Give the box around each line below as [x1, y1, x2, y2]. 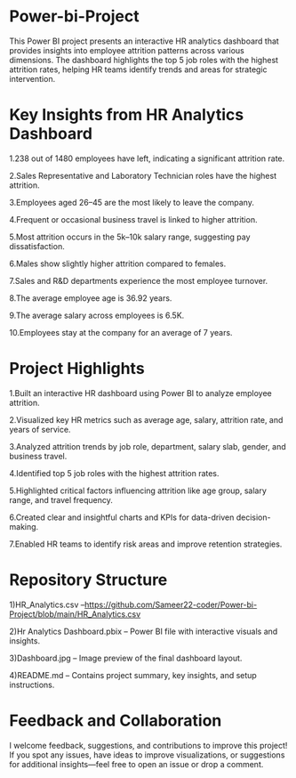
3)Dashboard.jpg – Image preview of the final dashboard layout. [9, 652, 243, 663]
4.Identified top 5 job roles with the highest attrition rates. [9, 467, 220, 478]
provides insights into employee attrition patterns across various [9, 45, 244, 55]
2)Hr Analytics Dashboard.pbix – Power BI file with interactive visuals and [9, 626, 278, 636]
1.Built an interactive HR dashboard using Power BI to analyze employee [9, 387, 273, 398]
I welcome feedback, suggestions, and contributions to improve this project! [9, 740, 288, 750]
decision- [236, 512, 271, 523]
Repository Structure [9, 570, 168, 589]
